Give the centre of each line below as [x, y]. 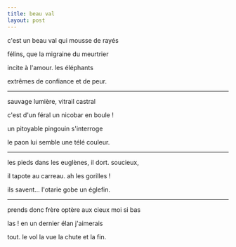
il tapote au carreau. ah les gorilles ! [59, 175]
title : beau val [31, 14]
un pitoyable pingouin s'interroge [55, 128]
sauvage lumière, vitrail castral [52, 101]
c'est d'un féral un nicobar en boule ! [60, 115]
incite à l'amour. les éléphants [50, 67]
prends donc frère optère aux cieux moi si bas [74, 209]
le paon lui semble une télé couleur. [59, 142]
